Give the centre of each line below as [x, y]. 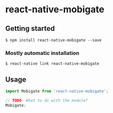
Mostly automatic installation [42, 53]
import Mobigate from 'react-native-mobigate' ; [57, 91]
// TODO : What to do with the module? [47, 100]
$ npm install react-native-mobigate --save [53, 40]
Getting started [30, 29]
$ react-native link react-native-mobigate [52, 64]
